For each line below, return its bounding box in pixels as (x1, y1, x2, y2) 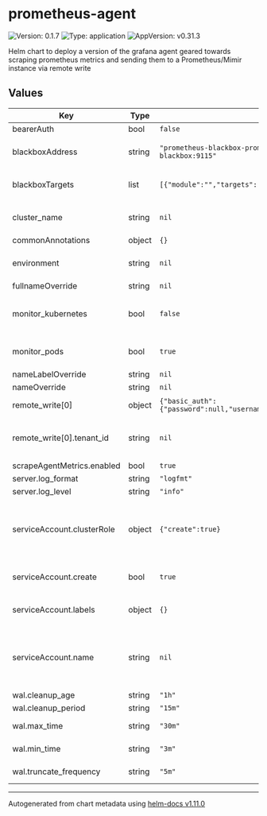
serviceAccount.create (12, 571, 97, 582)
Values (8, 87, 44, 100)
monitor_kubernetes (12, 307, 87, 319)
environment (12, 257, 60, 269)
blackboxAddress (12, 146, 78, 157)
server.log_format (12, 473, 79, 484)
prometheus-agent (8, 5, 137, 23)
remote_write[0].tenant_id (12, 432, 110, 443)
